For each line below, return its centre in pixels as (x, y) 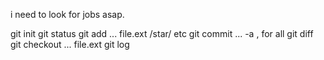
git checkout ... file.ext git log (70, 44)
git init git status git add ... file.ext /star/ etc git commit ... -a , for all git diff (162, 33)
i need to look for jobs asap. (67, 14)
